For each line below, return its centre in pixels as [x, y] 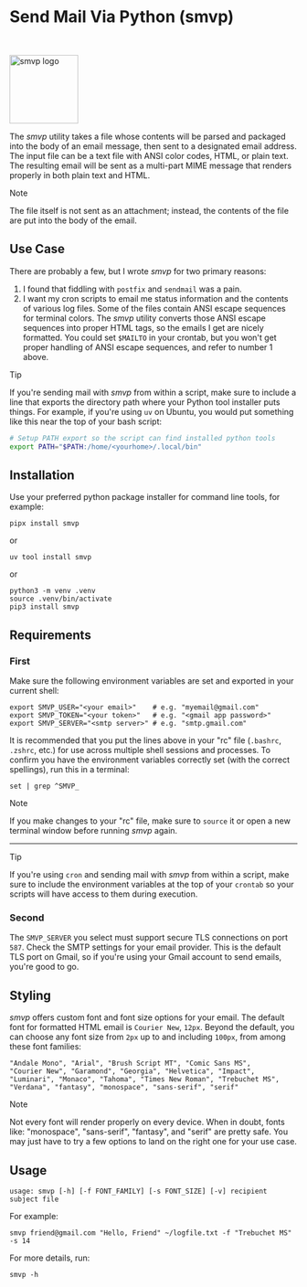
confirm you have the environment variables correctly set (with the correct [150, 760]
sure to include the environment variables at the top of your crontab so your [152, 884]
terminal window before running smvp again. [94, 830]
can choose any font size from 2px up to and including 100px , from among [148, 1037]
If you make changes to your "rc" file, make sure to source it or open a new [150, 821]
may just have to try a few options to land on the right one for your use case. [153, 1142]
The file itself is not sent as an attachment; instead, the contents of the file [149, 210]
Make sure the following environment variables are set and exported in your [152, 681]
